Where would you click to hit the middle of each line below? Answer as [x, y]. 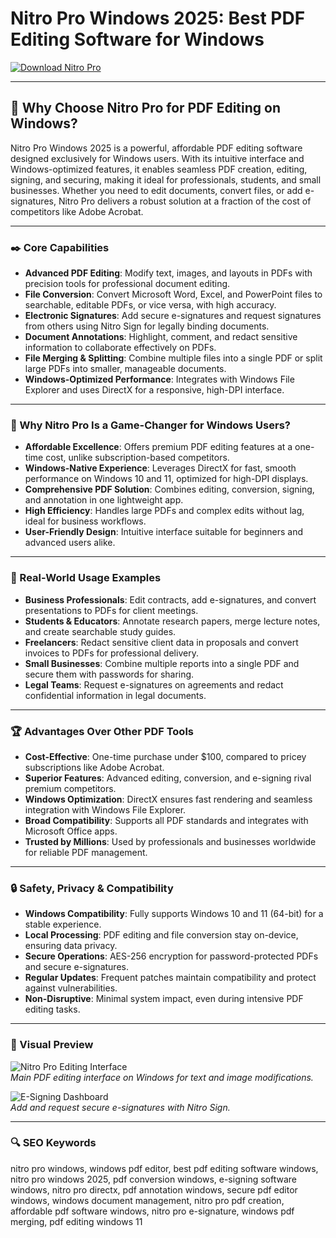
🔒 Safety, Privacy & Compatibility [92, 888]
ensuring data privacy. [71, 946]
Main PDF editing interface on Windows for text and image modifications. [162, 1077]
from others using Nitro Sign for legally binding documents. [147, 326]
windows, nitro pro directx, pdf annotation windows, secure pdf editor [154, 1189]
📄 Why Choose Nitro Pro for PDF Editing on [145, 108]
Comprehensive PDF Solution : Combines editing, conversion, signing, [169, 489]
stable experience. [63, 924]
